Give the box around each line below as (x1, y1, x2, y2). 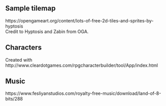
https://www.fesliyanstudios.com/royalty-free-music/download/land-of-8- (5, 90, 161, 96)
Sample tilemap (5, 4, 56, 13)
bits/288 (5, 96, 23, 102)
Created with (5, 57, 33, 63)
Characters (5, 43, 42, 52)
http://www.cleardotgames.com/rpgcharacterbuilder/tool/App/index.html (5, 62, 158, 68)
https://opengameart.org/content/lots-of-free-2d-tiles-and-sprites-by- (5, 17, 154, 23)
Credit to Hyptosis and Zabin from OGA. (5, 28, 89, 35)
